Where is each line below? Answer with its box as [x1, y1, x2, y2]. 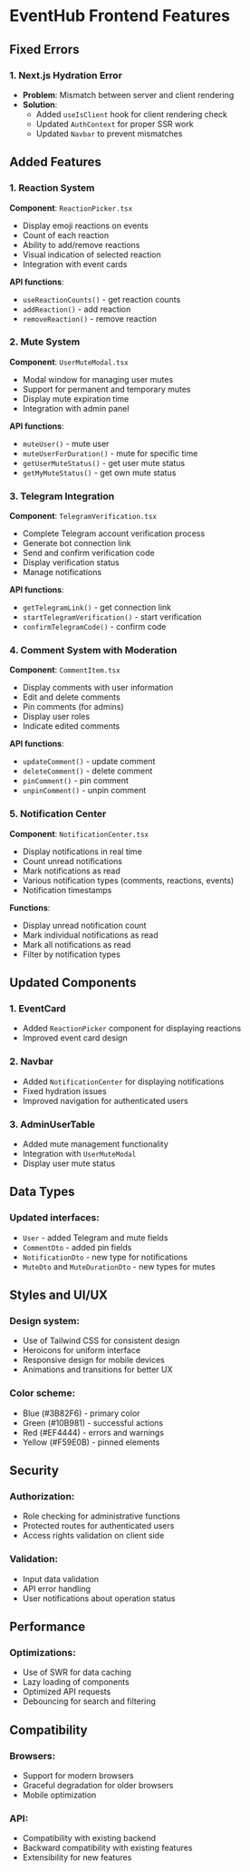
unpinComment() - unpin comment [22, 785, 147, 796]
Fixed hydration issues [22, 1085, 107, 1096]
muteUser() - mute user [22, 438, 110, 449]
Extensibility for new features [22, 1852, 132, 1863]
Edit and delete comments [22, 692, 120, 702]
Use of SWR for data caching [22, 1667, 131, 1678]
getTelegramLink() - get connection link [22, 602, 172, 613]
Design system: [9, 1315, 80, 1328]
